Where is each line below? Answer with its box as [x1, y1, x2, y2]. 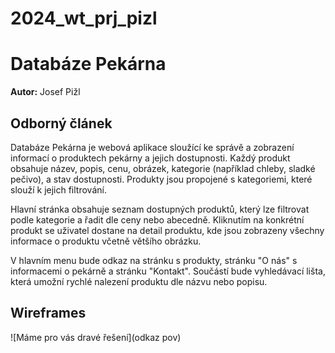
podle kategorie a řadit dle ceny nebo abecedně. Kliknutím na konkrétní [10, 213, 305, 226]
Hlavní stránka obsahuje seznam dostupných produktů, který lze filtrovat [10, 203, 310, 215]
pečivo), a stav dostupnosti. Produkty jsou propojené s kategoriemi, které [10, 173, 313, 185]
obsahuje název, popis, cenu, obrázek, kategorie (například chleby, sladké [10, 162, 316, 174]
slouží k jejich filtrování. [10, 183, 107, 196]
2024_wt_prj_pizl [10, 7, 158, 30]
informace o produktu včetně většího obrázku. [10, 235, 202, 247]
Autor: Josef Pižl [10, 86, 81, 98]
